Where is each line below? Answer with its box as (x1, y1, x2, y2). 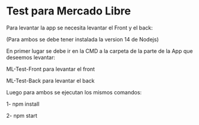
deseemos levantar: (6, 53, 55, 61)
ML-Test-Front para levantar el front (6, 65, 95, 73)
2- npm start (6, 112, 37, 119)
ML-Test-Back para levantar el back (6, 77, 95, 84)
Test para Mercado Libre (6, 4, 131, 18)
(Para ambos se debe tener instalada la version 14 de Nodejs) (6, 35, 159, 43)
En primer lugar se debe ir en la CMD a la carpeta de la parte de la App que (6, 47, 193, 55)
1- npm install (6, 100, 40, 108)
